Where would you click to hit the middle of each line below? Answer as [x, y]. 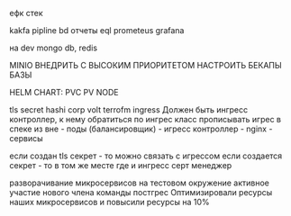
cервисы [26, 138]
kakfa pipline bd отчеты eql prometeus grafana [97, 30]
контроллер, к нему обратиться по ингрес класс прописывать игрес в [145, 119]
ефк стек [26, 13]
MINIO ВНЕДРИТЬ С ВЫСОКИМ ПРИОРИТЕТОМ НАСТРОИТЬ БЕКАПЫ [145, 65]
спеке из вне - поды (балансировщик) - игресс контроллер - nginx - [141, 129]
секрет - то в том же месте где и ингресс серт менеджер [121, 165]
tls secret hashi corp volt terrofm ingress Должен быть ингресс [129, 110]
